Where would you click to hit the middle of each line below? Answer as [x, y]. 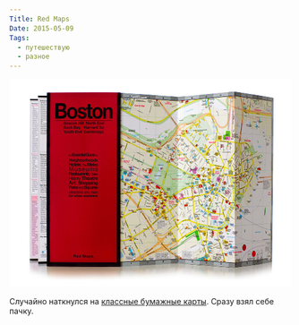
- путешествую [43, 47]
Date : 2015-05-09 [42, 28]
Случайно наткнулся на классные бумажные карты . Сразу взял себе [142, 302]
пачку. [21, 311]
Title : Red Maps [39, 19]
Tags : [19, 38]
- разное [34, 57]
